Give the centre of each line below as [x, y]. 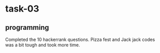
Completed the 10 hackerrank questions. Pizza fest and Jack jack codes [80, 39]
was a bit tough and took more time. [43, 45]
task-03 [22, 9]
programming [27, 28]
